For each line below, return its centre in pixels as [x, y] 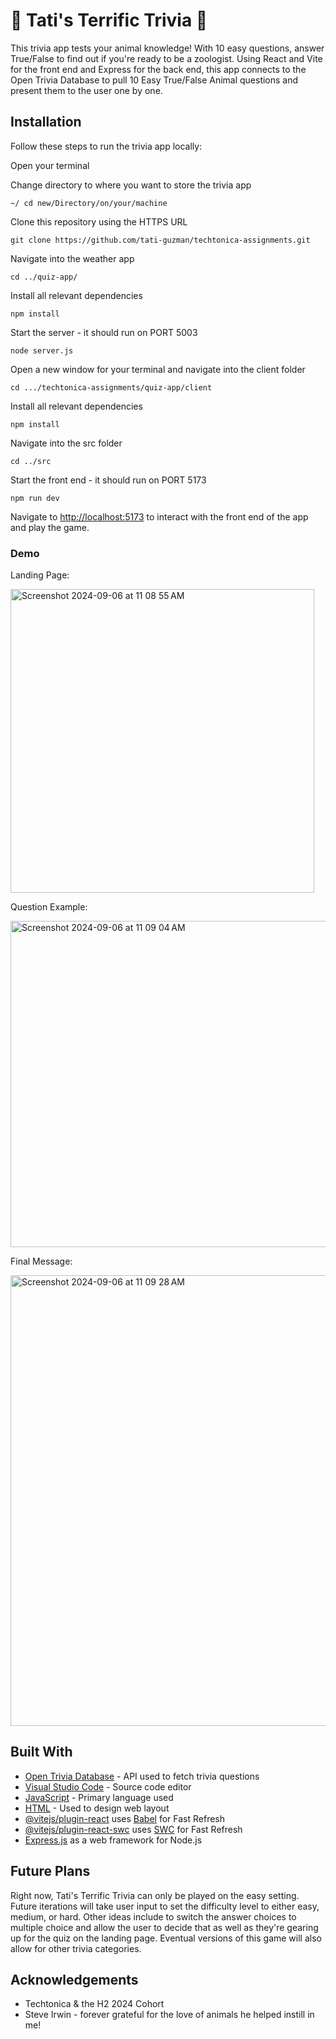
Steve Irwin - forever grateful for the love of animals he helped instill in [169, 2015]
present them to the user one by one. [86, 90]
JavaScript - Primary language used [99, 1797]
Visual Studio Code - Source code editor [108, 1786]
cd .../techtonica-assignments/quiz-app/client [111, 387]
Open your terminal [50, 165]
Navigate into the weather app [72, 258]
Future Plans [50, 1871]
